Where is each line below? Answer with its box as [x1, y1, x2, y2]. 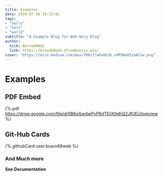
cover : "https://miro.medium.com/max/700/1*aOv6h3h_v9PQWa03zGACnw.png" [5, 52, 156, 58]
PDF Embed [5, 93, 41, 101]
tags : [5, 16, 16, 21]
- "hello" [5, 20, 25, 26]
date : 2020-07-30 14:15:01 [5, 12, 60, 17]
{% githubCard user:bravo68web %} [5, 143, 79, 149]
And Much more [5, 156, 44, 162]
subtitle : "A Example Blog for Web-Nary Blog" [5, 35, 101, 39]
